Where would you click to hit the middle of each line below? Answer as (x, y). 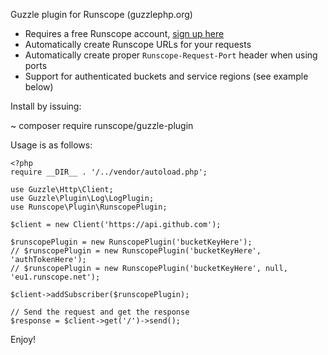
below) (39, 87)
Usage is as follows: (51, 145)
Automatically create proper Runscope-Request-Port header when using (171, 55)
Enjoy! (23, 339)
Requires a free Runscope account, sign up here (124, 33)
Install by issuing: (46, 106)
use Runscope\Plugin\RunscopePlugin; (89, 207)
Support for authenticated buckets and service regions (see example (166, 76)
